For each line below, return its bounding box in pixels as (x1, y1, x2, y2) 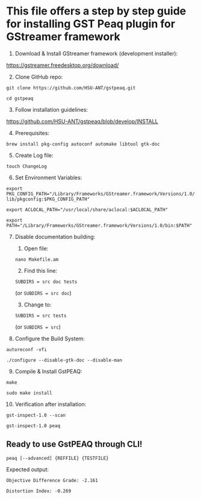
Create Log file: (14, 151, 54, 159)
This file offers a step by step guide (6, 4, 187, 18)
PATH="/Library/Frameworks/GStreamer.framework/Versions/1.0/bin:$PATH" (6, 222, 193, 229)
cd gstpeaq (6, 95, 34, 101)
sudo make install (6, 390, 52, 396)
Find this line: (23, 267, 57, 274)
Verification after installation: (14, 400, 87, 408)
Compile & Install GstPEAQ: (14, 367, 82, 375)
